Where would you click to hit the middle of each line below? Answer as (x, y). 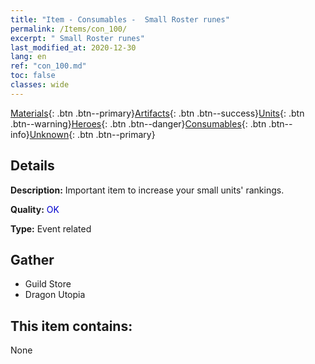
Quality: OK (35, 209)
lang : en (28, 57)
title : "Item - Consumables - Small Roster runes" (120, 19)
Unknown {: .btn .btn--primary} (92, 134)
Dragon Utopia (55, 295)
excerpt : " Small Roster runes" (77, 38)
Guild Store (48, 284)
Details (32, 166)
